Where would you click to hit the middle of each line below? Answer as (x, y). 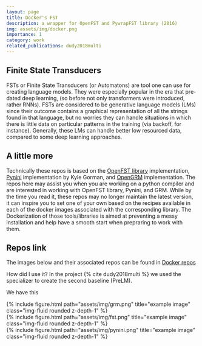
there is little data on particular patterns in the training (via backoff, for (94, 124)
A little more (30, 156)
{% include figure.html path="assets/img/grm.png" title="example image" (99, 304)
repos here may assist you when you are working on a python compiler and (100, 184)
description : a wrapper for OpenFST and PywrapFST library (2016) (92, 23)
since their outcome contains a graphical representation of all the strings (97, 111)
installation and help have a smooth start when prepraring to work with (95, 222)
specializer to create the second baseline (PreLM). (69, 281)
